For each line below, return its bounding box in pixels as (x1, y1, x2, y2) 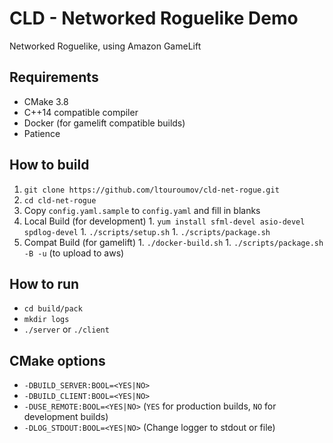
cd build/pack (23, 304, 83, 314)
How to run (9, 275, 80, 292)
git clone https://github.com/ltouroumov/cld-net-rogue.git (23, 185, 280, 195)
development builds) (23, 411, 109, 423)
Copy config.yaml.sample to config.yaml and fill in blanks (23, 204, 261, 216)
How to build (9, 157, 90, 174)
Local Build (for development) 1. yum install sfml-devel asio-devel (23, 215, 306, 227)
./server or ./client (23, 323, 110, 336)
